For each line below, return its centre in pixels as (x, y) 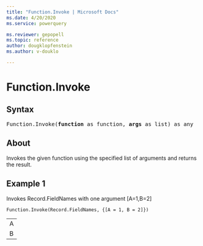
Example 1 (26, 184)
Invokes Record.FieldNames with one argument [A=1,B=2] (79, 198)
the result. (19, 164)
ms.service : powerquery (37, 23)
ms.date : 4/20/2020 (31, 18)
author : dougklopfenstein (39, 46)
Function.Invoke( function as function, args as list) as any (100, 124)
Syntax (20, 110)
